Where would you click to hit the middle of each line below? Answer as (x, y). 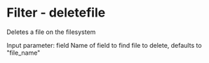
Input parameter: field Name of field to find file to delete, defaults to (104, 45)
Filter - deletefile (56, 13)
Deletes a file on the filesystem (51, 32)
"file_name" (23, 53)
